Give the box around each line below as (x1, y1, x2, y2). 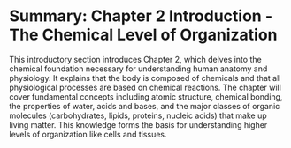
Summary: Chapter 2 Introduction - (9, 6, 272, 26)
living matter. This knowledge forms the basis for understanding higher (9, 119, 268, 129)
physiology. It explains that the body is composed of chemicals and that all (9, 72, 281, 83)
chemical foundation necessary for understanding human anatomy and (9, 63, 268, 74)
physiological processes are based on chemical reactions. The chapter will (9, 82, 281, 92)
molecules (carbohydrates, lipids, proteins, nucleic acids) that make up (9, 110, 267, 121)
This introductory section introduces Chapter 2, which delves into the (9, 54, 263, 64)
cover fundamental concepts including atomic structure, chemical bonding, (9, 91, 283, 102)
